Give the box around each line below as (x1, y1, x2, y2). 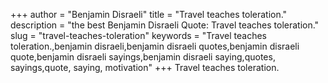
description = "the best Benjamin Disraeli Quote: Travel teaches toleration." (10, 19, 320, 31)
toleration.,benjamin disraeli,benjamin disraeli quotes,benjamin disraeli (10, 40, 300, 52)
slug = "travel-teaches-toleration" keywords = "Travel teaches (10, 30, 267, 41)
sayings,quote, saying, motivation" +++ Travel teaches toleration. (10, 62, 280, 73)
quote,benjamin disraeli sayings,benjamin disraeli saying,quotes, (10, 51, 276, 63)
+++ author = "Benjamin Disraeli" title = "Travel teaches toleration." (10, 9, 288, 20)
